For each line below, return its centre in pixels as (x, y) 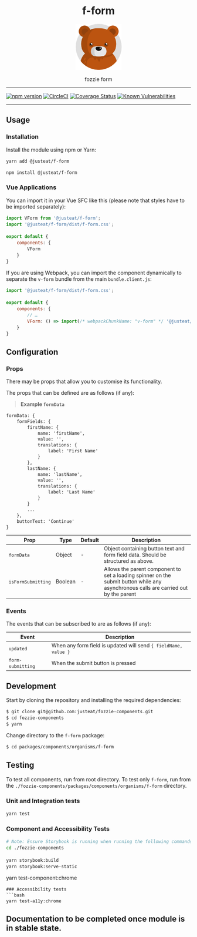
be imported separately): (36, 206)
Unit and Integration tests (43, 801)
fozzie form (98, 79)
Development (31, 686)
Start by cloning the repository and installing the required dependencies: (94, 700)
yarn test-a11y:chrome (34, 901)
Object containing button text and (144, 549)
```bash (16, 895)
